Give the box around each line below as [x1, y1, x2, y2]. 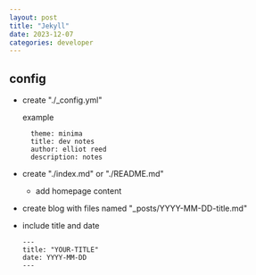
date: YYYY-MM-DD [21, 254, 87, 262]
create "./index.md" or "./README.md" [21, 169, 164, 179]
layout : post [9, 12, 58, 22]
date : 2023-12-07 [9, 29, 74, 38]
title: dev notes [30, 137, 95, 146]
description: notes [30, 153, 103, 162]
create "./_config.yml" [21, 95, 103, 105]
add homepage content [35, 186, 122, 196]
